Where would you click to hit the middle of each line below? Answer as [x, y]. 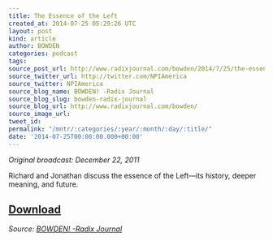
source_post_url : [38, 69]
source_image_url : [39, 114]
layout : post [30, 31]
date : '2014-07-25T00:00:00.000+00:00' [76, 136]
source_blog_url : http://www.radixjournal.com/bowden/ [103, 106]
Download [35, 210]
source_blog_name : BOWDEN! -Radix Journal [81, 91]
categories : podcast [43, 54]
